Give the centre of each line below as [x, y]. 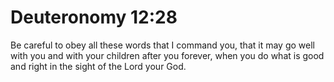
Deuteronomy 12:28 [94, 17]
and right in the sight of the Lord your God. [98, 66]
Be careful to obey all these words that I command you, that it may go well [162, 45]
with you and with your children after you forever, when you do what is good [167, 55]
